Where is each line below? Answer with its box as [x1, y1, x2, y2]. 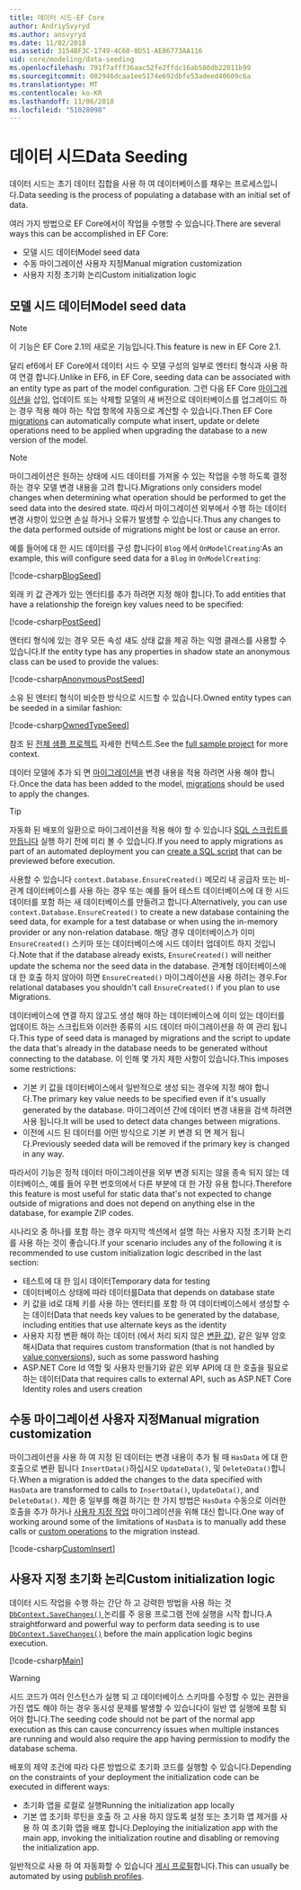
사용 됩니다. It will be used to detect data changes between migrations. [22, 1116, 280, 1126]
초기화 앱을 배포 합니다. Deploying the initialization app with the [50, 1822, 279, 1832]
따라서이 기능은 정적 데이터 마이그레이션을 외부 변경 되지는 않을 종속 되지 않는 [9, 1167, 280, 1177]
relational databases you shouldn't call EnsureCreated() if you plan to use [9, 982, 280, 993]
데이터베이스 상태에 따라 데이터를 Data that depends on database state [22, 1287, 276, 1297]
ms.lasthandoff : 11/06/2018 [9, 96, 115, 106]
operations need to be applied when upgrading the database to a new [9, 425, 268, 436]
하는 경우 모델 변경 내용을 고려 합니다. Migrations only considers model [9, 482, 262, 492]
